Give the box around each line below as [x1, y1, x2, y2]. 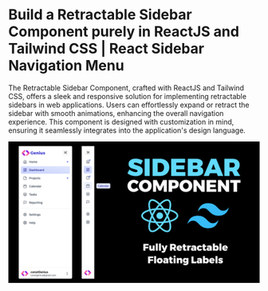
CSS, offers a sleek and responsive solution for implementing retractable [8, 91, 247, 101]
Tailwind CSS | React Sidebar [8, 40, 205, 58]
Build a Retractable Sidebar [8, 6, 193, 24]
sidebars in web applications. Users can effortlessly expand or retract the [8, 100, 250, 110]
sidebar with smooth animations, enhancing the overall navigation [8, 108, 224, 118]
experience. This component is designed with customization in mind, [8, 117, 235, 126]
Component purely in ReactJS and [8, 22, 239, 41]
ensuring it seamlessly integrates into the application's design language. [8, 126, 246, 135]
